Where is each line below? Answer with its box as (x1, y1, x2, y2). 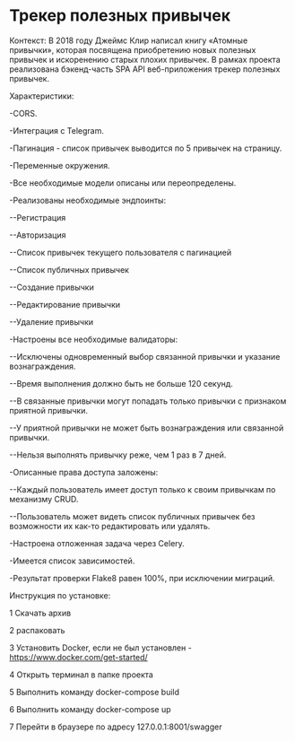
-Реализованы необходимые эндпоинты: (9, 195, 167, 205)
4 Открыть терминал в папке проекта (9, 669, 154, 680)
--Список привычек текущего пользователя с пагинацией (9, 247, 231, 257)
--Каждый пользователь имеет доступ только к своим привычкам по (9, 484, 276, 494)
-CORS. (9, 108, 38, 118)
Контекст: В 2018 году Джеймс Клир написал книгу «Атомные (9, 35, 248, 46)
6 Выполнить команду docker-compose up (9, 703, 172, 714)
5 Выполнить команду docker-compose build (9, 686, 180, 697)
